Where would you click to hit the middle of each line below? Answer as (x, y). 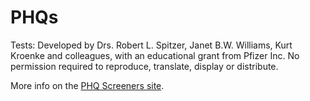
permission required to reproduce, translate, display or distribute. (144, 66)
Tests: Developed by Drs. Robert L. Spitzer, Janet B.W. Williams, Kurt (151, 45)
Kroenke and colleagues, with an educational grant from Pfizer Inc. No (155, 55)
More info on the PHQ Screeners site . (87, 85)
